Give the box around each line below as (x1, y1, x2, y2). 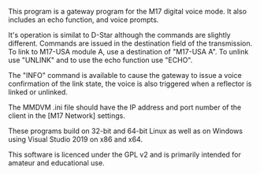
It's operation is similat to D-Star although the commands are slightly (8, 31, 231, 39)
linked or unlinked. (8, 87, 69, 97)
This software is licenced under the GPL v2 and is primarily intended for (8, 150, 242, 159)
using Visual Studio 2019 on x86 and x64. (8, 135, 143, 144)
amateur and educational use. (8, 158, 105, 168)
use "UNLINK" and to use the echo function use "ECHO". (8, 55, 193, 65)
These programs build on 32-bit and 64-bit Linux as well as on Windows (8, 126, 243, 135)
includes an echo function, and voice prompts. (8, 15, 159, 24)
